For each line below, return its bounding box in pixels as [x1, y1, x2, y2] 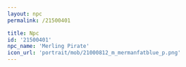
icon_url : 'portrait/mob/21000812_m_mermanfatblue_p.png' [7, 49, 181, 56]
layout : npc [7, 10, 42, 18]
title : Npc [7, 30, 39, 37]
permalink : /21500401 [7, 17, 71, 24]
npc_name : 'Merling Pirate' [7, 43, 90, 50]
